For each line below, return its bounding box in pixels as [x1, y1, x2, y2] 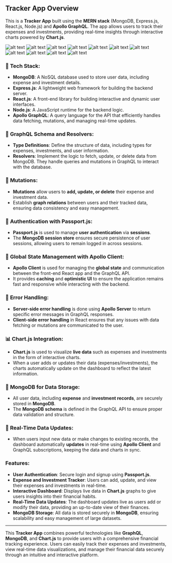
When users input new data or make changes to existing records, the [12, 436, 159, 442]
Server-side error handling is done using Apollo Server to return [12, 306, 151, 312]
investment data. [12, 194, 49, 200]
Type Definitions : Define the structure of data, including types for [12, 142, 152, 148]
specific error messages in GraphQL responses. [12, 311, 114, 317]
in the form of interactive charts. [12, 354, 81, 360]
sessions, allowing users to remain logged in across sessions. [12, 240, 143, 246]
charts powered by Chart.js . [5, 34, 65, 40]
